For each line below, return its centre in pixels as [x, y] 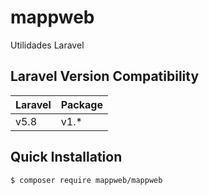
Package [81, 104]
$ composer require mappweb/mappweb [86, 180]
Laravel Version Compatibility [105, 76]
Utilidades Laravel [47, 45]
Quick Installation [66, 157]
